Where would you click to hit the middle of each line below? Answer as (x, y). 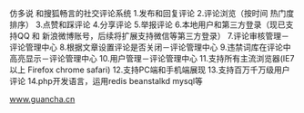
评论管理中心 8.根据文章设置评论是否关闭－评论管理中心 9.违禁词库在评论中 (150, 47)
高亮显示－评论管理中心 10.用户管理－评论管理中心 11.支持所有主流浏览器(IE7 (152, 58)
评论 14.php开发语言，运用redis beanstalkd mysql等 (106, 81)
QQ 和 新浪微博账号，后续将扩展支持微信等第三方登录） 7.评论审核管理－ (153, 36)
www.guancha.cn (42, 99)
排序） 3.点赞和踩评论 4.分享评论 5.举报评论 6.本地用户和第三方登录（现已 (147, 24)
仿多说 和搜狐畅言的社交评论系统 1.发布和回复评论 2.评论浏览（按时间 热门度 (152, 13)
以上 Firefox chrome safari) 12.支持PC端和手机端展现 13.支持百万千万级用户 (150, 70)
